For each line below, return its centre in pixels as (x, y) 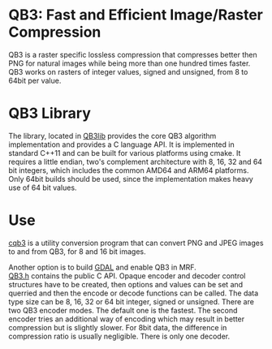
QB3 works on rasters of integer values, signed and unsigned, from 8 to (128, 71)
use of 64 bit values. (43, 187)
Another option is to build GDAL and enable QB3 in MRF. (102, 267)
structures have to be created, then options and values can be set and (126, 284)
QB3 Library (50, 113)
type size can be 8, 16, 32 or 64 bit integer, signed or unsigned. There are (131, 301)
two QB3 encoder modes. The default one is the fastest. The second (123, 310)
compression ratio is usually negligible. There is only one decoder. (119, 336)
